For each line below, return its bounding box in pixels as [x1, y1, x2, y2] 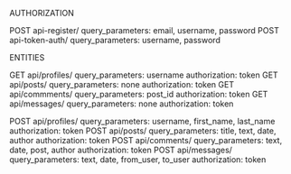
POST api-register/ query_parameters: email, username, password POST [9, 25, 280, 35]
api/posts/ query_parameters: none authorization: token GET [9, 79, 235, 89]
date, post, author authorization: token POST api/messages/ [9, 144, 233, 155]
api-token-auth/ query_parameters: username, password [9, 35, 221, 45]
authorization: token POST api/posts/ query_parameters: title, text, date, [9, 125, 277, 136]
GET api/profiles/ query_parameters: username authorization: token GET [9, 69, 278, 80]
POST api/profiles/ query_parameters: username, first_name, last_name [9, 116, 276, 126]
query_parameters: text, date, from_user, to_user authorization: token [9, 154, 267, 165]
